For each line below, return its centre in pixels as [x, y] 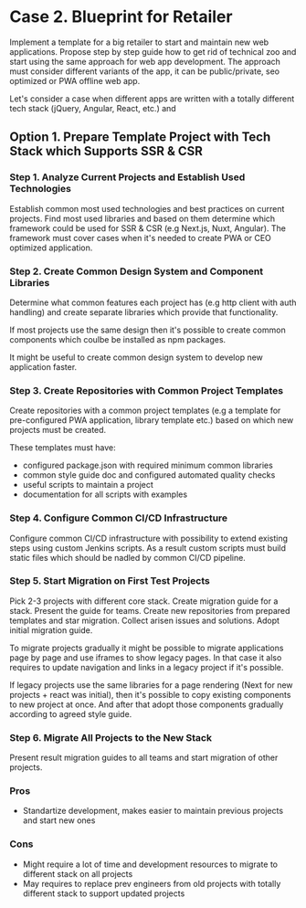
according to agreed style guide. [71, 713]
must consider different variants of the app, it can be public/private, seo [145, 71]
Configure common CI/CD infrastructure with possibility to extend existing [148, 538]
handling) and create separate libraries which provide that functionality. [144, 311]
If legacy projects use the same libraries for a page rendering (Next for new [152, 685]
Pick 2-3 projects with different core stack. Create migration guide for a [144, 601]
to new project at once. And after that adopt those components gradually [147, 704]
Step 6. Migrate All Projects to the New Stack [111, 737]
